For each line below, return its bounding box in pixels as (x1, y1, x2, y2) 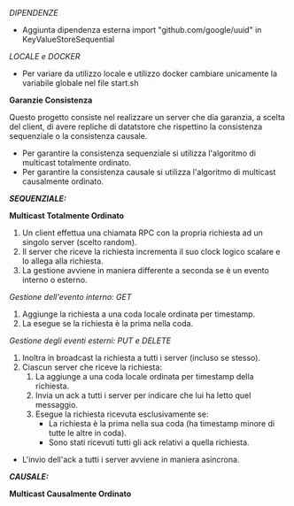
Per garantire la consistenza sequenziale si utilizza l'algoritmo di (21, 148, 257, 158)
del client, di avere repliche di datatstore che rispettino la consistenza (9, 121, 263, 132)
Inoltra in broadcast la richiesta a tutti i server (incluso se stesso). (21, 353, 261, 363)
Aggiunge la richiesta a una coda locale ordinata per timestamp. (21, 309, 256, 319)
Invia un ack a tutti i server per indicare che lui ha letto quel (35, 390, 251, 401)
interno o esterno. (21, 274, 88, 285)
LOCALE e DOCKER (9, 51, 81, 61)
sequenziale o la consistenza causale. (9, 131, 148, 141)
